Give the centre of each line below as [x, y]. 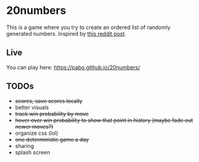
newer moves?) [34, 126]
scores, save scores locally [49, 101]
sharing [24, 146]
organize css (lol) [36, 133]
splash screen [32, 152]
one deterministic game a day [52, 139]
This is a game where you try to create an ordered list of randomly [88, 27]
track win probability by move [52, 114]
